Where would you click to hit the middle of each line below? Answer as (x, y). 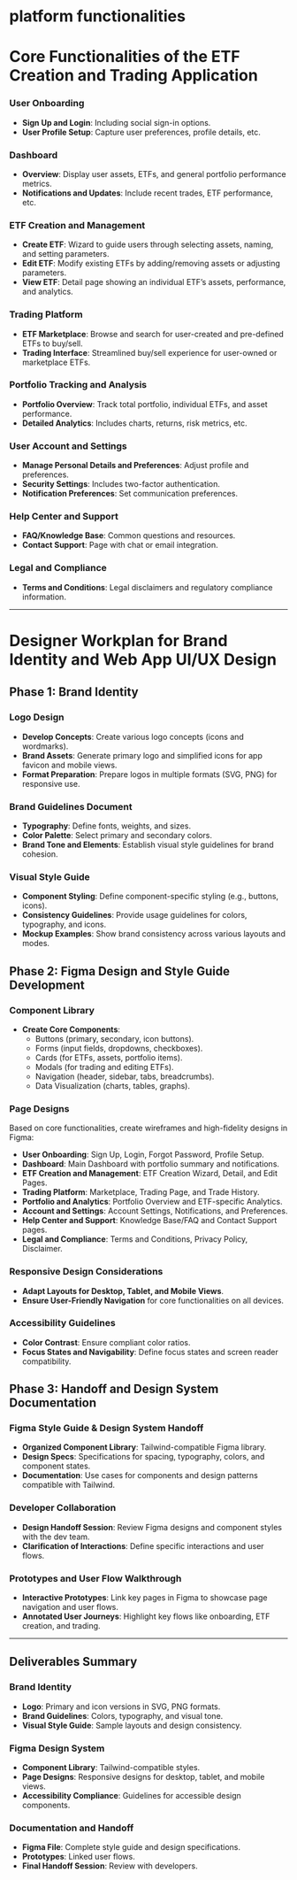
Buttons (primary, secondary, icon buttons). (114, 1038)
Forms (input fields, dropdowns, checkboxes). (119, 1048)
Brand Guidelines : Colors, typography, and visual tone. (122, 1715)
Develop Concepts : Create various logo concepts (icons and (133, 736)
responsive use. (51, 783)
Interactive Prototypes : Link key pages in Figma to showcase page (145, 1598)
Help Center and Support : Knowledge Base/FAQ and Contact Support (149, 1221)
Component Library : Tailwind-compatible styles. (111, 1768)
